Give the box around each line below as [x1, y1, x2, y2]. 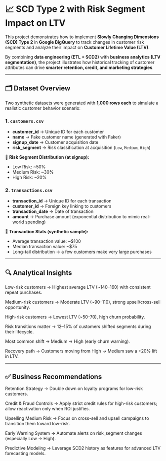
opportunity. [5, 304, 31, 310]
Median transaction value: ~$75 [12, 244, 78, 250]
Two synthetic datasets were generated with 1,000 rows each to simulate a [5, 100, 159, 106]
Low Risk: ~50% [12, 164, 46, 170]
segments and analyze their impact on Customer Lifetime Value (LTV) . [5, 44, 150, 50]
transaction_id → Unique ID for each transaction [12, 198, 112, 204]
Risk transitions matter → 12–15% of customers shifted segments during [5, 324, 151, 329]
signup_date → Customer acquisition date [12, 139, 99, 145]
